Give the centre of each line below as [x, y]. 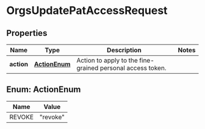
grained [87, 68]
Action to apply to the [107, 60]
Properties [27, 33]
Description [124, 50]
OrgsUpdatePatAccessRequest [87, 11]
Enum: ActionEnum [44, 90]
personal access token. [133, 68]
